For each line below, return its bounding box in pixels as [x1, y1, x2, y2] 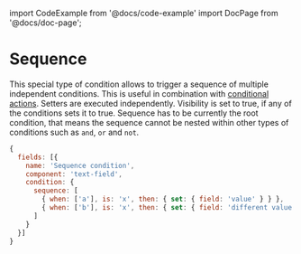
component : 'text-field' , [25, 169, 123, 179]
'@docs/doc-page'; [9, 17, 83, 28]
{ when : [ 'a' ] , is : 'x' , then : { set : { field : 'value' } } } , [41, 194, 285, 204]
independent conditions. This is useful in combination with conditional [9, 88, 269, 99]
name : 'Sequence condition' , [25, 161, 135, 170]
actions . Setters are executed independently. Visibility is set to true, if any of [9, 98, 293, 108]
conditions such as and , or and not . [9, 127, 140, 137]
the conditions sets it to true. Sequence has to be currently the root [9, 108, 259, 118]
